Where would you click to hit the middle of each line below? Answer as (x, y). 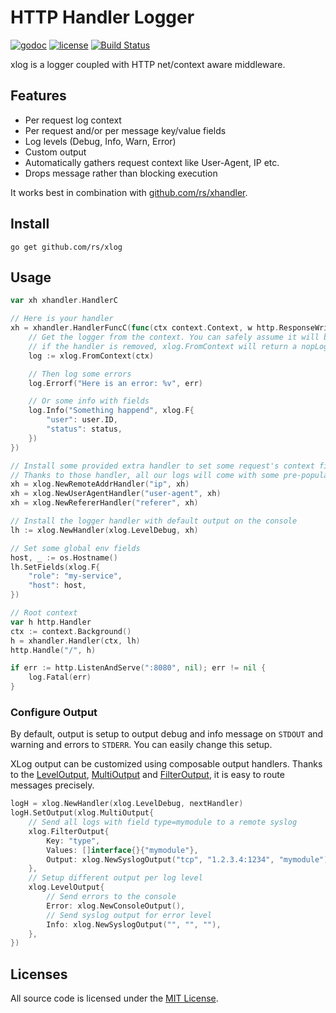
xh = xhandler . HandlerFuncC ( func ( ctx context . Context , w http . (145, 328)
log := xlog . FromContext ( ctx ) (91, 356)
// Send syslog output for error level (129, 915)
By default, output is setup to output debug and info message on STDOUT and (167, 734)
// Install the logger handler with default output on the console (154, 521)
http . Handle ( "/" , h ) (53, 650)
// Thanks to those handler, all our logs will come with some (145, 475)
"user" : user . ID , (82, 420)
